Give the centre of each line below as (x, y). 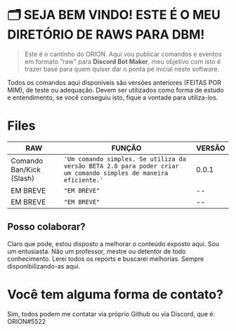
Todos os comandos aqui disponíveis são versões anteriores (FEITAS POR (114, 82)
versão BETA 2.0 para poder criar (121, 166)
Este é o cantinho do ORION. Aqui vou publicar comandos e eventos (123, 54)
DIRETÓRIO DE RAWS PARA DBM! (106, 35)
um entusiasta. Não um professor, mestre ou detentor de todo (97, 251)
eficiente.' (84, 180)
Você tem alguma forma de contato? (115, 294)
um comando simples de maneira (116, 173)
